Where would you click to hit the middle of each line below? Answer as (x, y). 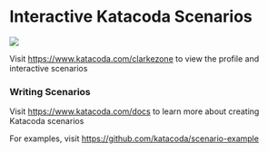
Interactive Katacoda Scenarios (131, 17)
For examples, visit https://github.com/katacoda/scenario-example (134, 139)
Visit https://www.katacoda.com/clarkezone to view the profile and (134, 58)
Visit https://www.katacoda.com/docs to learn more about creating (134, 111)
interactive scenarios (49, 68)
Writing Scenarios (50, 91)
